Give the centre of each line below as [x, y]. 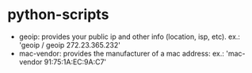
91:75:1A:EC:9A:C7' [75, 62]
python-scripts [58, 15]
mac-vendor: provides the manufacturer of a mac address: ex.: [122, 53]
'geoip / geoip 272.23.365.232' [69, 44]
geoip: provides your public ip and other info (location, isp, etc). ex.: [130, 36]
